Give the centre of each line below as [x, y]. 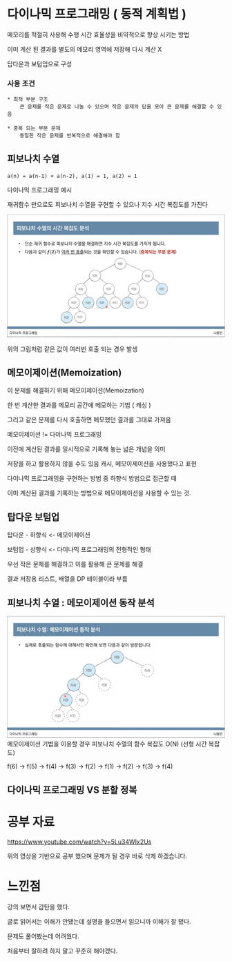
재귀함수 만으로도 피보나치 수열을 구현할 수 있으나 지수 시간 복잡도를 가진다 [108, 205]
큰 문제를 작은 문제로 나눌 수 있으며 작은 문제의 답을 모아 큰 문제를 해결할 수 [117, 107]
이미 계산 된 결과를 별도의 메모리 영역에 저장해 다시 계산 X [85, 49]
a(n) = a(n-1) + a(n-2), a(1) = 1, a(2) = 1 [72, 177]
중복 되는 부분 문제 [37, 128]
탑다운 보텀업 [33, 517]
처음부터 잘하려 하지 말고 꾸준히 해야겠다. [62, 951]
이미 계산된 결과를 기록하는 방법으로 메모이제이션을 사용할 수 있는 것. [99, 493]
